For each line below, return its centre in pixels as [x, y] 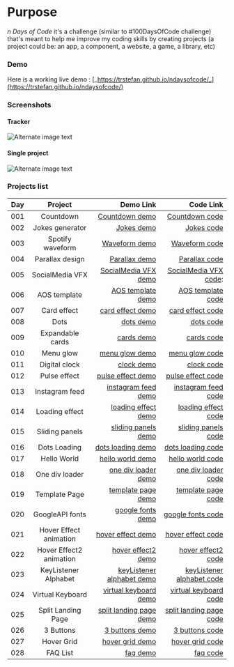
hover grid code [197, 641]
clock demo [137, 365]
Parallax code [201, 259]
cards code [205, 337]
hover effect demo [126, 534]
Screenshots [29, 105]
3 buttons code [198, 630]
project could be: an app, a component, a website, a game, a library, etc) [111, 46]
